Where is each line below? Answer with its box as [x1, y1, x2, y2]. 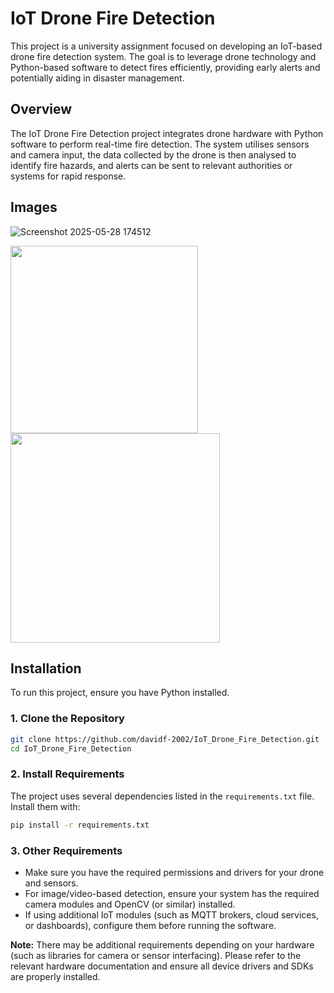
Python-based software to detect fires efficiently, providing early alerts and [10, 61, 321, 73]
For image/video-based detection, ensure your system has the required [24, 887, 320, 899]
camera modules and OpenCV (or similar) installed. [24, 898, 236, 910]
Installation [10, 660, 82, 677]
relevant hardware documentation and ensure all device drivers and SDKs [10, 960, 314, 972]
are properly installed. [10, 970, 101, 982]
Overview [10, 101, 73, 118]
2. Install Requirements [10, 767, 125, 781]
